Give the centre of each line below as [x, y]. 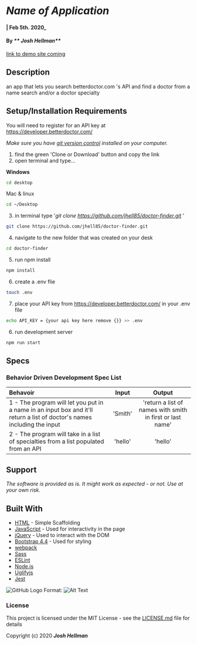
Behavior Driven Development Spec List [64, 377]
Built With [24, 509]
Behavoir [22, 393]
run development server [44, 332]
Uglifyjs [24, 572]
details [14, 624]
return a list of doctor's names [50, 417]
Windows [18, 172]
